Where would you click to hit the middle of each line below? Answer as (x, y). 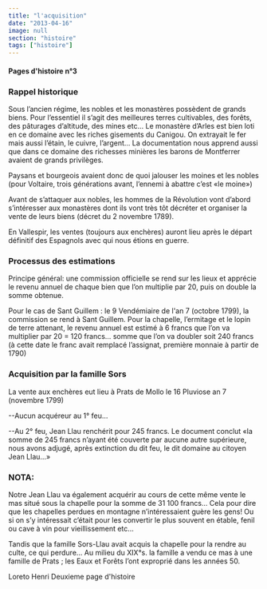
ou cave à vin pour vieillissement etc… (71, 528)
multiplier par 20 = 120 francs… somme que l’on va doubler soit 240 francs (131, 336)
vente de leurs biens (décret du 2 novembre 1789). (91, 217)
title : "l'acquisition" (48, 16)
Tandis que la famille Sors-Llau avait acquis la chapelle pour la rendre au (128, 543)
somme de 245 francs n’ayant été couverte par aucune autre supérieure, (128, 440)
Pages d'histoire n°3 (43, 71)
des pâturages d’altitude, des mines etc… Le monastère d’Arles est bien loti (132, 126)
